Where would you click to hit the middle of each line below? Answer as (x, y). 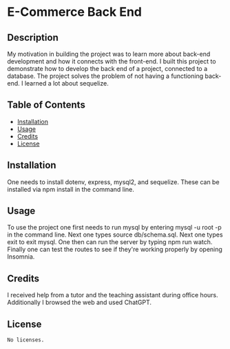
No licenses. (26, 340)
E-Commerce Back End (75, 12)
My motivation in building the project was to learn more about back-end (109, 54)
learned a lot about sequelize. (66, 83)
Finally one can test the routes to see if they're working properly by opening (115, 250)
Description (33, 38)
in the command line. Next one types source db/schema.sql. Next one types (115, 235)
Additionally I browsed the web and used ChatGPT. (80, 302)
